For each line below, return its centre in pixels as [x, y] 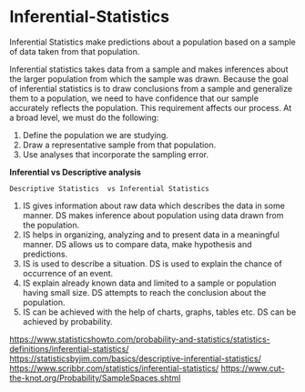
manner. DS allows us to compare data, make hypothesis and [137, 244]
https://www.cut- [253, 368]
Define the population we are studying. [95, 135]
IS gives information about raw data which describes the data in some [153, 206]
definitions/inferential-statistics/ [69, 348]
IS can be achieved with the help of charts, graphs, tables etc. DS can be [159, 312]
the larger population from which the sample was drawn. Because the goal [149, 78]
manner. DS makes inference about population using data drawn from [153, 215]
